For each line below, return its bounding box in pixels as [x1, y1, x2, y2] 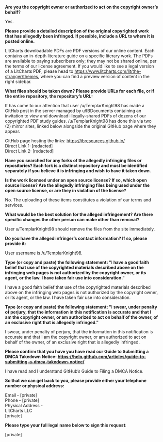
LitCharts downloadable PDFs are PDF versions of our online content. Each [5, 48, 155, 53]
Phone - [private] [5, 397, 40, 403]
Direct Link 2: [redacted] [5, 148, 54, 154]
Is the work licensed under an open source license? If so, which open [5, 177, 147, 183]
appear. [5, 129, 20, 134]
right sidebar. [5, 79, 32, 84]
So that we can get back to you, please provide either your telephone [5, 378, 147, 383]
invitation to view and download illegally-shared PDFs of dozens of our [5, 113, 147, 118]
